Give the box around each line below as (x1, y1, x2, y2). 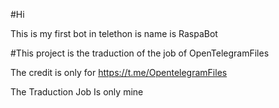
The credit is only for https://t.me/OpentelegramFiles (10, 67, 228, 78)
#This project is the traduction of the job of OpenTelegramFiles (10, 47, 270, 59)
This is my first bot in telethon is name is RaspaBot (10, 28, 218, 39)
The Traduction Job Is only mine (10, 86, 144, 98)
